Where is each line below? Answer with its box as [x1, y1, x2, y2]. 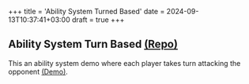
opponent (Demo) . [8, 67, 69, 76]
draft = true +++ [71, 15, 125, 24]
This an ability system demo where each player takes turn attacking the [8, 58, 241, 68]
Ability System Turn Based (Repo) [8, 38, 178, 51]
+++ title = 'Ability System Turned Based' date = [8, 7, 165, 16]
